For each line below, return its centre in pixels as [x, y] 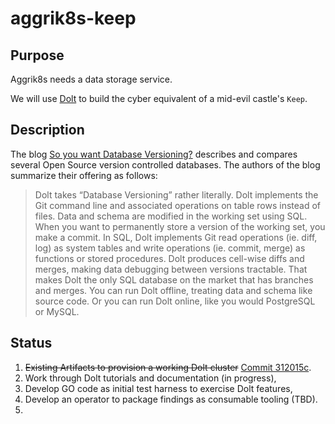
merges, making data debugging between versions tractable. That [171, 269]
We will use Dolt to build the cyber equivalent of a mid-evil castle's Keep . [159, 98]
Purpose [37, 55]
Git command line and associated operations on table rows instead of [178, 205]
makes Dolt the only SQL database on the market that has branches [174, 279]
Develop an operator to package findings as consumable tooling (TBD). [171, 399]
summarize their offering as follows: [84, 175]
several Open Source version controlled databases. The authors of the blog [165, 164]
